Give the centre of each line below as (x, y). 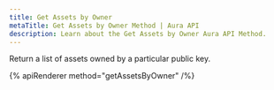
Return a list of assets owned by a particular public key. (110, 59)
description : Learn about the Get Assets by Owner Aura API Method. (138, 34)
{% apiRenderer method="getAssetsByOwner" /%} (102, 76)
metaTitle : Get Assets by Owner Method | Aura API (104, 26)
